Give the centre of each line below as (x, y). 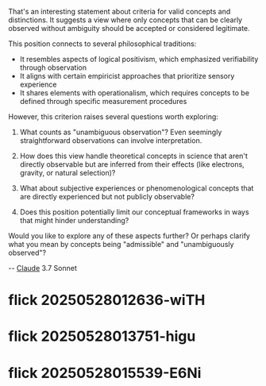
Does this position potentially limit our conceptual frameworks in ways (134, 212)
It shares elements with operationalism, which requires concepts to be (135, 93)
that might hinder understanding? (74, 220)
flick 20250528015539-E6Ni (105, 373)
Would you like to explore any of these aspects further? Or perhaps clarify (129, 236)
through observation (53, 68)
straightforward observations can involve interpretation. (111, 141)
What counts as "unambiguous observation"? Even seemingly (121, 132)
